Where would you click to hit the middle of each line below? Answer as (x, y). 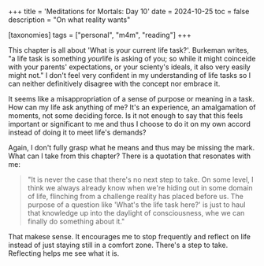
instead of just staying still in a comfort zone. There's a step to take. (118, 245)
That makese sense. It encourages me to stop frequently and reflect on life (129, 236)
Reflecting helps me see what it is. (64, 253)
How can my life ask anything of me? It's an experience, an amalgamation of (132, 107)
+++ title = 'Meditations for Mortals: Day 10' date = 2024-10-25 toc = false (129, 11)
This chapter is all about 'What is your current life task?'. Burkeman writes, (129, 50)
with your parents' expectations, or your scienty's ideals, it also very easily (129, 67)
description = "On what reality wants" (69, 20)
